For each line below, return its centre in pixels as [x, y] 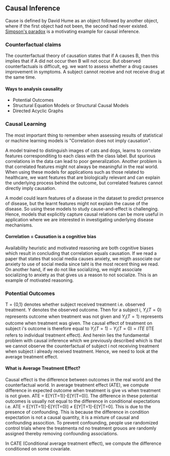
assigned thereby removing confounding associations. [62, 433]
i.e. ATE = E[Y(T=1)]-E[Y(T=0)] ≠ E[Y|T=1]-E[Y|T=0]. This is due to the [78, 406]
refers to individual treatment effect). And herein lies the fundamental [77, 335]
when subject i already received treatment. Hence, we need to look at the [82, 351]
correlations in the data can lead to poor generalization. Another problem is [83, 161]
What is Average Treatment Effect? [43, 368]
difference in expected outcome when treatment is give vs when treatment [83, 390]
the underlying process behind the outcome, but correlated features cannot [84, 183]
